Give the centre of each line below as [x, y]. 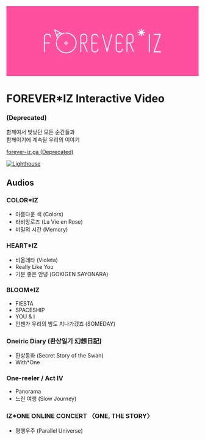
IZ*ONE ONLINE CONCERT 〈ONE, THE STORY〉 [80, 416]
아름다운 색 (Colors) [39, 215]
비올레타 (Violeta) [36, 260]
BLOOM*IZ [23, 290]
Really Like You [34, 266]
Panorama [28, 392]
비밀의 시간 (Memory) [41, 230]
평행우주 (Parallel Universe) [49, 430]
